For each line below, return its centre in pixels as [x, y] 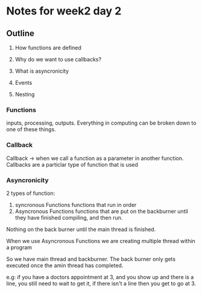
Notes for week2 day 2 [64, 11]
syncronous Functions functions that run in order [76, 205]
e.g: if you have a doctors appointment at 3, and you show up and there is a [100, 277]
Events [24, 83]
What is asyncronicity [42, 71]
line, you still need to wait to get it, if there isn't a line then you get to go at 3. [101, 283]
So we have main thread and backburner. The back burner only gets [91, 259]
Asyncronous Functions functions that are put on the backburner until [101, 211]
